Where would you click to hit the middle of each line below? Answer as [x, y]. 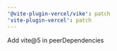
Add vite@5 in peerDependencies [56, 40]
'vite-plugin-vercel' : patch [49, 20]
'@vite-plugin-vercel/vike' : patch [59, 14]
